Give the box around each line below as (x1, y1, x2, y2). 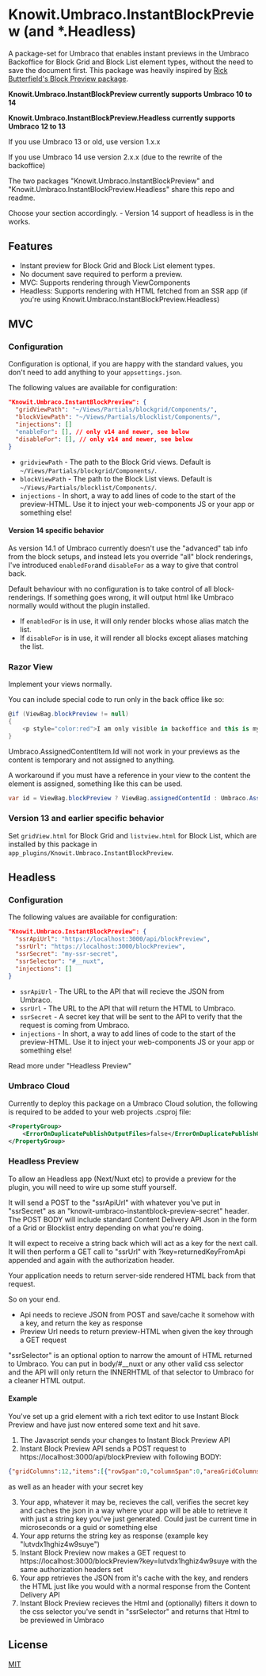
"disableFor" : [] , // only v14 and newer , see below (15, 435, 193, 443)
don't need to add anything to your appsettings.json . (8, 367, 182, 378)
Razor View (8, 661, 53, 672)
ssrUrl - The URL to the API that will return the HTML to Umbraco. (19, 1003, 236, 1013)
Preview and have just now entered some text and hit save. (8, 1420, 200, 1429)
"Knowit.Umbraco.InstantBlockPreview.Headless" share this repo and (8, 184, 235, 194)
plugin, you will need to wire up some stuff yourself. (8, 1182, 177, 1191)
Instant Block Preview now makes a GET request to (19, 1548, 186, 1557)
